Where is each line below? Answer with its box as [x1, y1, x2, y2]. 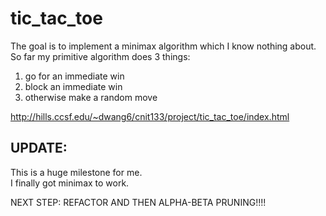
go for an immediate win [24, 70, 125, 82]
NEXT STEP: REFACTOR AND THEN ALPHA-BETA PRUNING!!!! [10, 196, 267, 208]
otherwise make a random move [24, 91, 158, 103]
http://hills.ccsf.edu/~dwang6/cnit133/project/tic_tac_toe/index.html [10, 110, 290, 122]
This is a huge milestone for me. [10, 166, 143, 178]
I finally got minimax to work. [10, 177, 130, 189]
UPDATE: [10, 140, 68, 157]
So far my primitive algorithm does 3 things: [10, 50, 191, 62]
